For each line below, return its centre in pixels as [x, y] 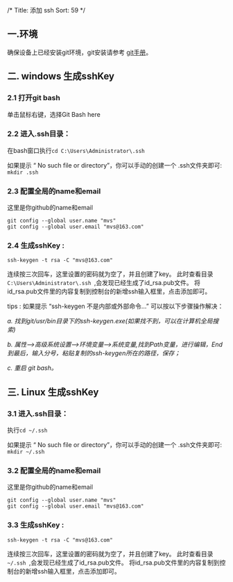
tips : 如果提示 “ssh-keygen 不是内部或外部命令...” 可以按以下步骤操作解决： [115, 306]
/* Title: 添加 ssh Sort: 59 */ [46, 10]
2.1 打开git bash [34, 98]
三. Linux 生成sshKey [53, 392]
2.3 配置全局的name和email [54, 191]
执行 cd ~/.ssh [27, 430]
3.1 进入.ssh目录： [38, 414]
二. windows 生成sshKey [61, 76]
